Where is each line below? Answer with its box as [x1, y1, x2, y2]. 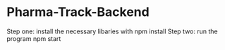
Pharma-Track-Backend [6, 4, 150, 20]
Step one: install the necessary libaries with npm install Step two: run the [6, 27, 218, 35]
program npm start [6, 34, 61, 42]
